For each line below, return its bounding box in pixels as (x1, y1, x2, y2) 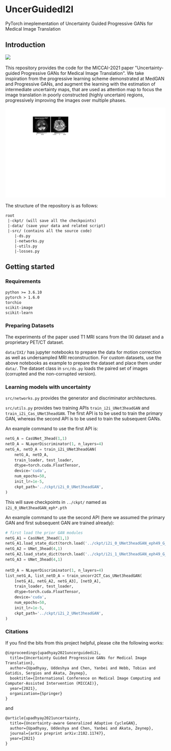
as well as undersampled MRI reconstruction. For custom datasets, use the (5, 354, 162, 360)
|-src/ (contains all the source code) (7, 228, 93, 233)
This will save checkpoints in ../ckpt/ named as (5, 499, 107, 505)
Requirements (5, 278, 41, 285)
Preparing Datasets (5, 322, 54, 329)
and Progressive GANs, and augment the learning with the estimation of (5, 81, 156, 87)
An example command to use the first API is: (5, 425, 98, 432)
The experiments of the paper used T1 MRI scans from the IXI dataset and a (5, 334, 164, 340)
